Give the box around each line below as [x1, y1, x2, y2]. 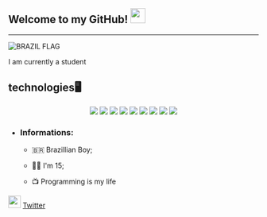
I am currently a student [8, 56, 87, 66]
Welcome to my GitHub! [8, 13, 129, 26]
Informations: [19, 126, 74, 138]
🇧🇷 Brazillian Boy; [31, 145, 93, 154]
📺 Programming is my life [31, 176, 117, 186]
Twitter [22, 200, 46, 210]
